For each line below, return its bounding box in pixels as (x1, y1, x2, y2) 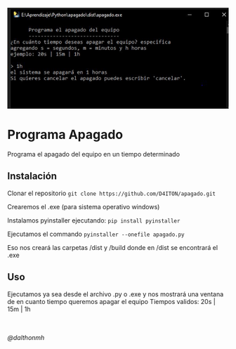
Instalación (7, 170, 58, 183)
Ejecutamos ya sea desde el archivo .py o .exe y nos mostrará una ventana (7, 289, 224, 298)
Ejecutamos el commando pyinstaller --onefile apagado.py (7, 230, 185, 238)
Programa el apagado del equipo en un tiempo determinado (7, 150, 181, 158)
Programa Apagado (7, 127, 124, 143)
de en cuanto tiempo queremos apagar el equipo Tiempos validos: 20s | (7, 297, 216, 305)
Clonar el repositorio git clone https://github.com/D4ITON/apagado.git (7, 189, 216, 197)
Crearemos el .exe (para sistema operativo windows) (7, 202, 160, 211)
